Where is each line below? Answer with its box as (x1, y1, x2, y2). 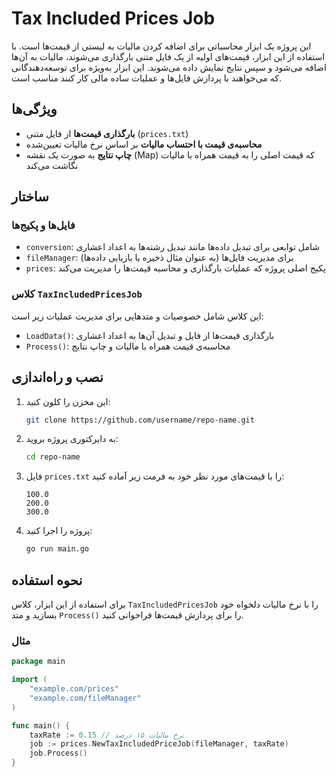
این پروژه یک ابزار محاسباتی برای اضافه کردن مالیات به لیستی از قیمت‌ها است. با (11, 40, 312, 52)
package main (11, 657, 66, 667)
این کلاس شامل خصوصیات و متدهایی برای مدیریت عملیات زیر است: (11, 310, 264, 322)
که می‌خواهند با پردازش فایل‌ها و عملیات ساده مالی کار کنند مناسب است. (11, 72, 282, 84)
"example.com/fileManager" (29, 693, 142, 703)
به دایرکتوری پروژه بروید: (25, 433, 119, 445)
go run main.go (25, 544, 90, 554)
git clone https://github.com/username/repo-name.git (25, 415, 255, 425)
